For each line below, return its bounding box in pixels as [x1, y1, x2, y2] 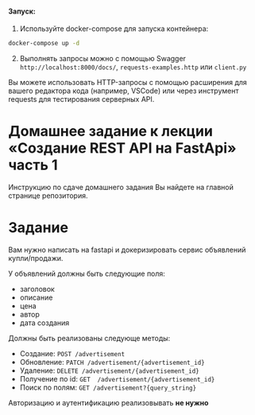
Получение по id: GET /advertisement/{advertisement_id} [19, 374, 215, 383]
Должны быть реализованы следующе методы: [8, 333, 171, 343]
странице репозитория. [8, 191, 88, 200]
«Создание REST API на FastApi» [8, 139, 237, 157]
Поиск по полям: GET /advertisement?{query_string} [19, 382, 197, 392]
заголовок [19, 284, 56, 293]
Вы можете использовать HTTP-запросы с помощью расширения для [8, 78, 248, 87]
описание [19, 293, 53, 302]
